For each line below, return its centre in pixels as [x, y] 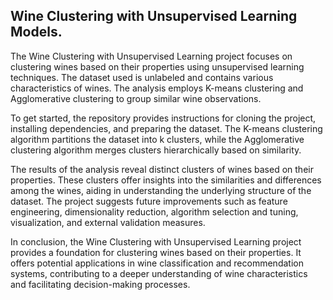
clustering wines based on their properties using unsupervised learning [157, 66]
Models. [36, 32]
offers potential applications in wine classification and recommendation [157, 263]
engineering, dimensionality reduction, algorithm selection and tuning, [154, 211]
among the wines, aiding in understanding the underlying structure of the [161, 190]
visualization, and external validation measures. [108, 222]
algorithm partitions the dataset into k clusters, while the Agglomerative [157, 139]
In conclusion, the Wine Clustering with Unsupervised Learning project [156, 241]
